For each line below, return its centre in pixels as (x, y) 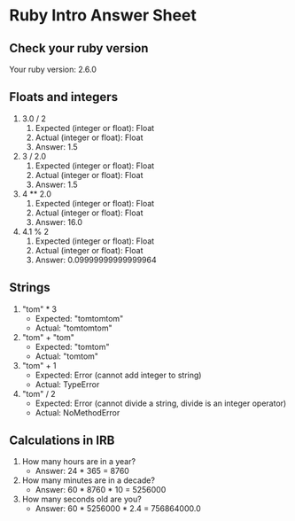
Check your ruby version (79, 48)
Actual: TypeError (67, 384)
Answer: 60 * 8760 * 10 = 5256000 (101, 490)
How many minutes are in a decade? (88, 480)
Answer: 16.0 (58, 222)
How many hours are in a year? (78, 462)
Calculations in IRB (62, 441)
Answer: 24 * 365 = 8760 (82, 471)
